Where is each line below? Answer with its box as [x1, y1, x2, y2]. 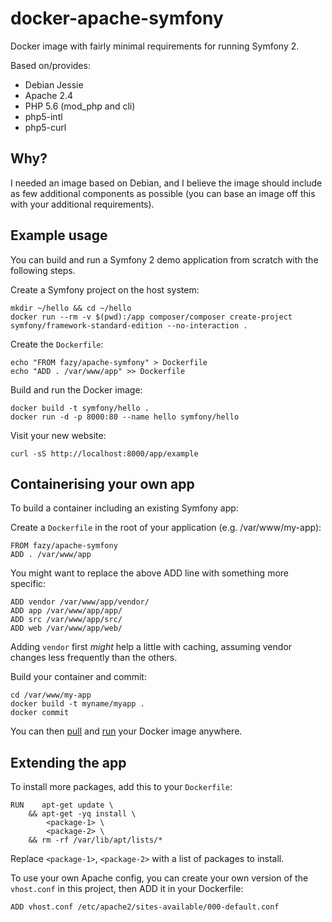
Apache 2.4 [24, 89, 74, 101]
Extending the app [10, 754, 127, 771]
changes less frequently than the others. [10, 652, 178, 664]
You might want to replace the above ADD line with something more [10, 567, 289, 579]
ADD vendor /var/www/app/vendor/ [10, 597, 150, 607]
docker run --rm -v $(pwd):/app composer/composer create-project [10, 312, 293, 322]
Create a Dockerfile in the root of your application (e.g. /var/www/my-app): [10, 522, 322, 534]
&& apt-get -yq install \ [28, 809, 137, 819]
